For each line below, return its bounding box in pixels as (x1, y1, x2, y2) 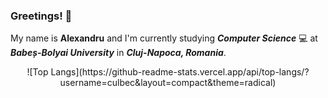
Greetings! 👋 (10, 9, 73, 23)
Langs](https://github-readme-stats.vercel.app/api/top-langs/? (50, 66, 310, 78)
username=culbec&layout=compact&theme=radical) (59, 77, 277, 89)
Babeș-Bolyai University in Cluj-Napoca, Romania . (10, 47, 227, 59)
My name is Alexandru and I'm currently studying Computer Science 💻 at (10, 32, 318, 44)
